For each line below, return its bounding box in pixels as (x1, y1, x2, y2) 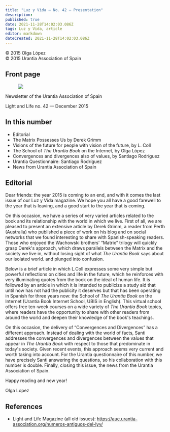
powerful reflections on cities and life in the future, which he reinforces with (5, 271, 164, 278)
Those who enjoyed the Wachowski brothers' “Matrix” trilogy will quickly (5, 240, 157, 246)
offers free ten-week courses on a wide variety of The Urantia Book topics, (5, 304, 163, 310)
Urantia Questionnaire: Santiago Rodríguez (12, 158, 103, 165)
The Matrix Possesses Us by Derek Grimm (12, 137, 101, 143)
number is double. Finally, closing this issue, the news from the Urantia (5, 362, 153, 368)
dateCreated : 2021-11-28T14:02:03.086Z (5, 36, 90, 41)
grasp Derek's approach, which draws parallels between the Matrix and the (5, 245, 163, 251)
